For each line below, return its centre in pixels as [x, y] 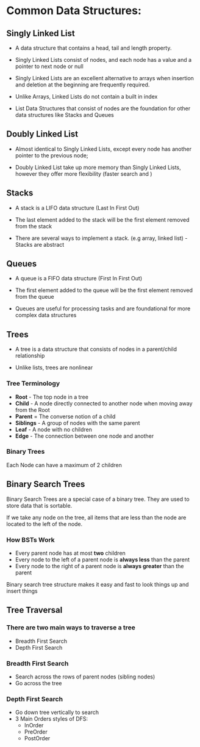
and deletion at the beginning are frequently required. [82, 84]
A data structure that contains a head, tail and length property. [93, 48]
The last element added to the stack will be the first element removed [102, 220]
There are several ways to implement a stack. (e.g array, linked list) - [101, 238]
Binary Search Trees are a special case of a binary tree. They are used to [98, 499]
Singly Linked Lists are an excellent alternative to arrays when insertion [104, 78]
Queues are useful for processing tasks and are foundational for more [103, 309]
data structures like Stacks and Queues [64, 115]
